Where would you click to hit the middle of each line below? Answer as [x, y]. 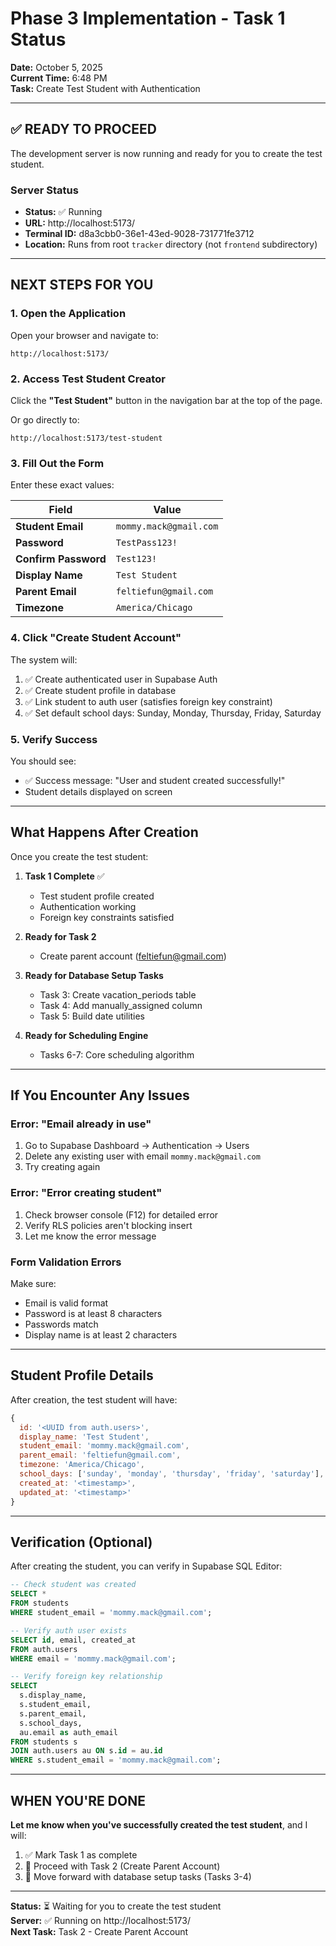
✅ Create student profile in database [100, 690]
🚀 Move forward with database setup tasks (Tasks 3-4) [138, 1876]
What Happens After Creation [104, 832]
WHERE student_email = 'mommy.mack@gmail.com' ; [111, 1613]
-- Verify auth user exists [69, 1630]
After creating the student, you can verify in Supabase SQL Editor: [146, 1566]
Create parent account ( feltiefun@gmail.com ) [133, 956]
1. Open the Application [68, 314]
